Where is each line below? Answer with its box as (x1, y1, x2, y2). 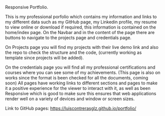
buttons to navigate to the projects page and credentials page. (5, 35, 132, 40)
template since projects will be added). (5, 55, 84, 61)
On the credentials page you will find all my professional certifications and (5, 64, 156, 70)
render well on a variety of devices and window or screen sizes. (5, 96, 135, 102)
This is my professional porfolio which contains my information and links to (5, 14, 157, 19)
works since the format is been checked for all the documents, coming (5, 75, 149, 80)
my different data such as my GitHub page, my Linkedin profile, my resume (5, 19, 157, 25)
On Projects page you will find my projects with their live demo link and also (5, 44, 159, 50)
